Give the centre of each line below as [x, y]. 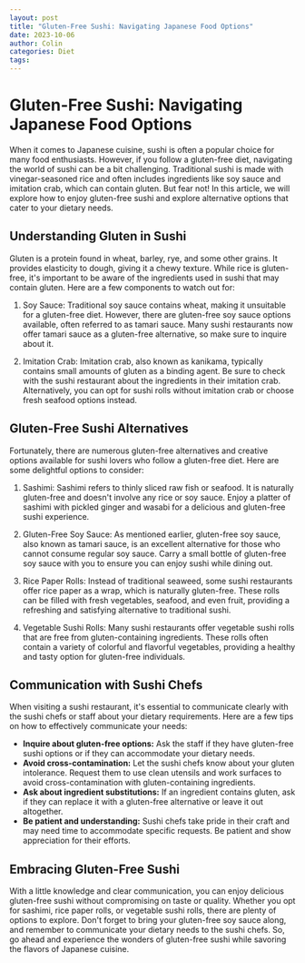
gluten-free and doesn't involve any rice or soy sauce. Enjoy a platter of [157, 497]
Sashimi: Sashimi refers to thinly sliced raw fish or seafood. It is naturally [158, 487]
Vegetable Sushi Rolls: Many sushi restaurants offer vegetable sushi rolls [158, 627]
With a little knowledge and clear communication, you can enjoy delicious [147, 891]
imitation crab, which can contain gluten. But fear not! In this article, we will [150, 188]
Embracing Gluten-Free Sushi [94, 869]
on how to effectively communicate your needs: [98, 726]
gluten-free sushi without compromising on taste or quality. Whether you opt [152, 901]
